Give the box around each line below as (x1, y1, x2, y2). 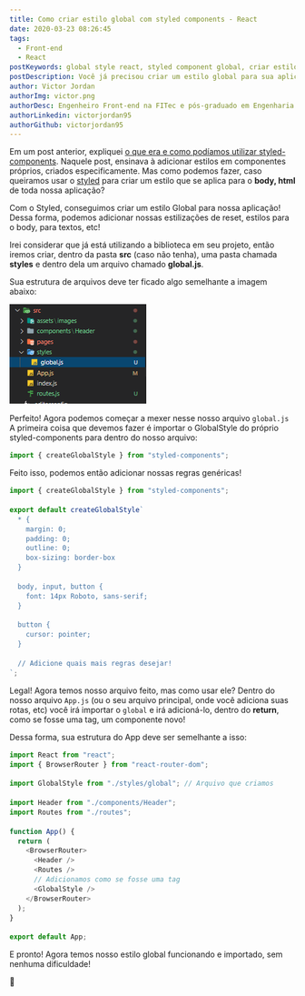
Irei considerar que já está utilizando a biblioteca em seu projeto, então (9, 239, 275, 250)
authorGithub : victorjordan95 (9, 120, 124, 129)
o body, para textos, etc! (9, 222, 101, 233)
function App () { (9, 827, 75, 836)
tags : (9, 34, 30, 43)
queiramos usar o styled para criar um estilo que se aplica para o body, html (9, 176, 296, 186)
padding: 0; (25, 534, 71, 543)
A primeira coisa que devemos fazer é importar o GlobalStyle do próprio (9, 423, 280, 434)
